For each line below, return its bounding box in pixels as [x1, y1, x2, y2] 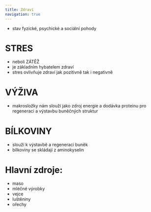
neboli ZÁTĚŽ [12, 59, 40, 65]
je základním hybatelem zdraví [12, 64, 74, 70]
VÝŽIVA [5, 87, 38, 98]
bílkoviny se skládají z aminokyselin [12, 147, 84, 153]
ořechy [12, 202, 27, 208]
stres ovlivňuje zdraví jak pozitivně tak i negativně [12, 70, 113, 75]
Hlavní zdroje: [5, 164, 63, 176]
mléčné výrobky [12, 186, 45, 192]
